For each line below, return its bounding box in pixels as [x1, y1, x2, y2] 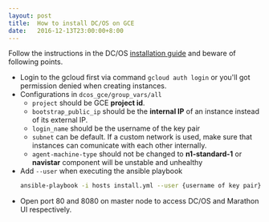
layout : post [8, 11, 52, 20]
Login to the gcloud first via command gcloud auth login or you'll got [19, 73, 251, 83]
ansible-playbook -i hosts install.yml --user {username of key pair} [19, 182, 262, 190]
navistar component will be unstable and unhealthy [31, 158, 203, 168]
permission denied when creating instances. [19, 81, 167, 91]
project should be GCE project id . [31, 98, 145, 108]
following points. [8, 57, 63, 67]
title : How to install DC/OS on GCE [8, 19, 135, 27]
